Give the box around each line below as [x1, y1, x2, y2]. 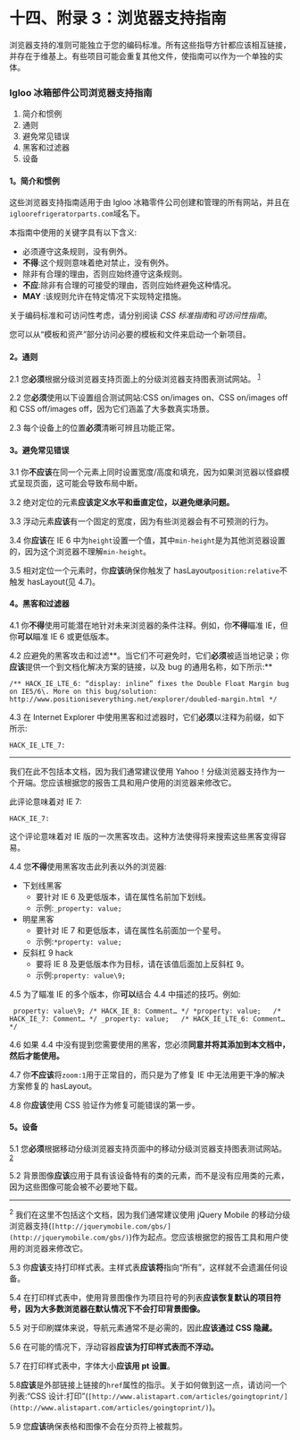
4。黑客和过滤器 [9, 598, 70, 609]
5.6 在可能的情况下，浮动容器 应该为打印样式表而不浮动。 [9, 1341, 219, 1352]
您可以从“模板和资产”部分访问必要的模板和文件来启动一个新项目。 [9, 329, 252, 340]
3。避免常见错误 [9, 444, 70, 455]
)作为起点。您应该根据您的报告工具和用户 [129, 1231, 281, 1242]
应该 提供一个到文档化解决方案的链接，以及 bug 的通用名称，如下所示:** [9, 661, 273, 672]
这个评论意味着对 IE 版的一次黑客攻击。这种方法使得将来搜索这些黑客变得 [9, 830, 279, 842]
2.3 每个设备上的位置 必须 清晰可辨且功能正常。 [9, 423, 180, 433]
